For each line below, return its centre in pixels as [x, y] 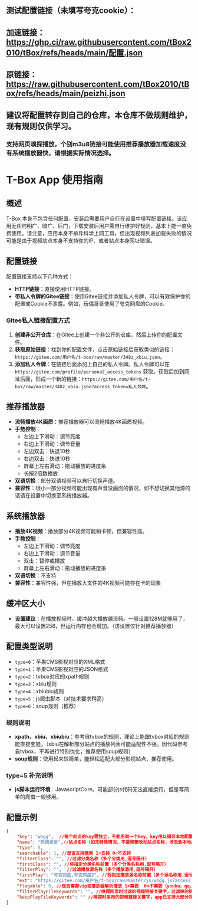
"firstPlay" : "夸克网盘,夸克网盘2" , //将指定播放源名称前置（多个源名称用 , [100, 875]
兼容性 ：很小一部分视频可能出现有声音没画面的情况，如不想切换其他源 [100, 488]
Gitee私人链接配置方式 [38, 320]
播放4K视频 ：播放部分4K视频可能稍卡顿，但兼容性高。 [81, 531]
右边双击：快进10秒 [47, 458]
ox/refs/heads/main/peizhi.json [66, 94]
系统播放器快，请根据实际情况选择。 [63, 153]
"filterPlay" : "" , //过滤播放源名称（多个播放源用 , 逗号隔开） [88, 870]
